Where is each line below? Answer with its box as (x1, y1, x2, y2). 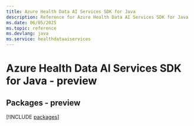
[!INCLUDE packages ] (6, 114, 60, 120)
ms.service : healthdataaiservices (6, 36, 91, 42)
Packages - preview (6, 98, 81, 108)
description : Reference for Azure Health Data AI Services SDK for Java (6, 14, 189, 20)
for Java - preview (6, 75, 97, 88)
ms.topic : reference (6, 25, 57, 31)
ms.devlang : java (6, 31, 49, 37)
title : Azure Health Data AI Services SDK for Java (6, 8, 136, 15)
